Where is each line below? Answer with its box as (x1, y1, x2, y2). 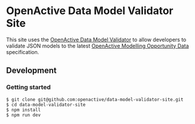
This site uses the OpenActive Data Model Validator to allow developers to (6, 36, 187, 43)
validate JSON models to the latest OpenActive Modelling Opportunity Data (6, 42, 189, 49)
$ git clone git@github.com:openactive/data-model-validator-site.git (6, 96, 184, 102)
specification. (6, 48, 40, 55)
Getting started (6, 83, 51, 92)
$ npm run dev (6, 112, 41, 118)
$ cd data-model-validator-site (6, 102, 86, 108)
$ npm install (6, 107, 41, 113)
